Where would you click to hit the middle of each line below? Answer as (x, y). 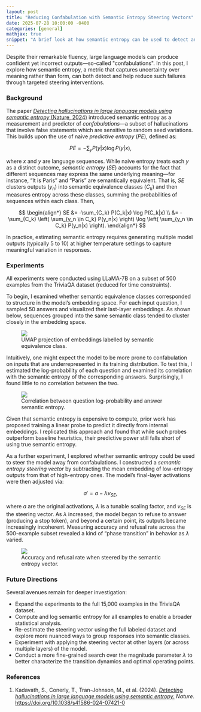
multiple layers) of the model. (51, 649)
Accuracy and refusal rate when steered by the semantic (91, 557)
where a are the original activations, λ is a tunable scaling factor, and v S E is (99, 507)
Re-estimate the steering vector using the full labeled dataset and (95, 630)
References (23, 677)
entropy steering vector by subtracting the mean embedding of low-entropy (100, 469)
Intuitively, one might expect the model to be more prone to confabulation (97, 358)
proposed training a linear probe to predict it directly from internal (87, 425)
